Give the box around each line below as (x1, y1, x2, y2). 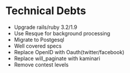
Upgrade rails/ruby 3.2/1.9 (13, 24, 77, 31)
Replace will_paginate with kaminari (13, 55, 101, 62)
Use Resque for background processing (13, 29, 111, 36)
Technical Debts (5, 4, 86, 18)
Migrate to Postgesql (13, 36, 65, 43)
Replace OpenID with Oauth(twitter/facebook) (13, 48, 125, 55)
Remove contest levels (13, 61, 69, 68)
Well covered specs (13, 42, 62, 49)
